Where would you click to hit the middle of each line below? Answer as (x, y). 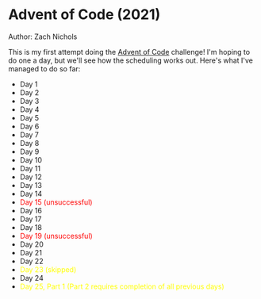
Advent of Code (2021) (84, 15)
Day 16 (31, 210)
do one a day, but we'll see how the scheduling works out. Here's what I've (131, 60)
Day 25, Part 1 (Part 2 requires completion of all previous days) (122, 286)
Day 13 (31, 185)
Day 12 (31, 177)
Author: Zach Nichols (43, 36)
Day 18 (31, 227)
